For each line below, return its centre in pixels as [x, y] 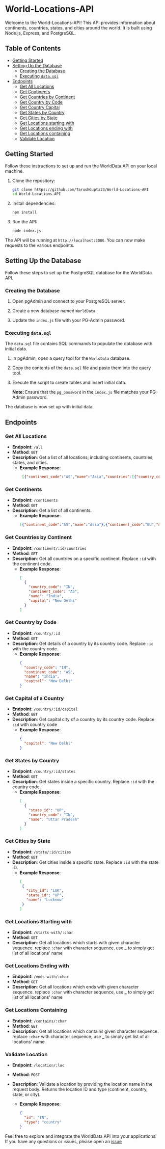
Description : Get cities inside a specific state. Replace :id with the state [85, 862]
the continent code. [32, 563]
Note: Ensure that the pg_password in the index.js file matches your [80, 392]
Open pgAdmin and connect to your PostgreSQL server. [69, 301]
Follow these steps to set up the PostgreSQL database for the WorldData [79, 272]
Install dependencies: [34, 203]
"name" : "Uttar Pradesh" [54, 819]
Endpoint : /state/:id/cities [41, 852]
